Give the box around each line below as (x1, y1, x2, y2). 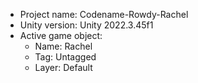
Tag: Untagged (34, 51, 97, 63)
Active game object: (19, 30, 103, 41)
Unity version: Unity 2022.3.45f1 (19, 19, 154, 31)
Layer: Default (34, 62, 93, 73)
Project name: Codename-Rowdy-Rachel (19, 9, 189, 20)
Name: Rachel (34, 40, 93, 52)
